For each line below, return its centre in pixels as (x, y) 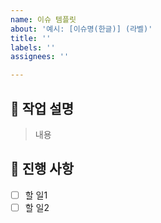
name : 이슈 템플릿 (43, 19)
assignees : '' (40, 57)
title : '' (31, 38)
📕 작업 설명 (42, 108)
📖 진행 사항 (42, 169)
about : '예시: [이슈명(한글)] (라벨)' (81, 29)
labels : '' (33, 47)
